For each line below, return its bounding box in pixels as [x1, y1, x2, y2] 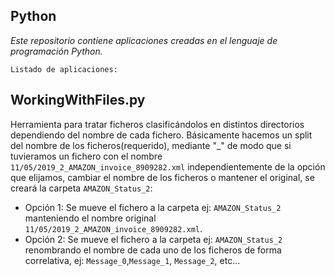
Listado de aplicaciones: [10, 64, 118, 74]
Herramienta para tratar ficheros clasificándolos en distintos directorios [10, 118, 305, 130]
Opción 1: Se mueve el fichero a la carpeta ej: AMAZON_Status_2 [24, 201, 282, 213]
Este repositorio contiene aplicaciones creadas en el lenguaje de [10, 34, 278, 46]
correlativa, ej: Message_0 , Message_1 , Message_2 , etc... [24, 254, 241, 266]
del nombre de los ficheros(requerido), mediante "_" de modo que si [10, 139, 292, 151]
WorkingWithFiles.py [10, 92, 146, 109]
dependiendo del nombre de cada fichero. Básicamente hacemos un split [10, 129, 313, 141]
